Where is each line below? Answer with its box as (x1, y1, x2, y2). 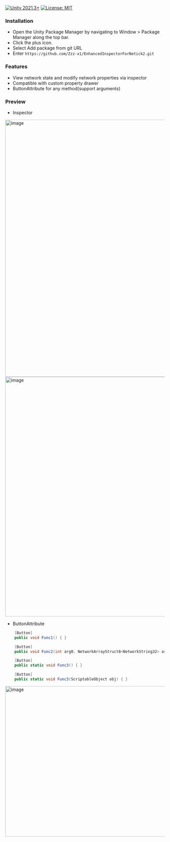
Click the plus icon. (12, 40, 53, 46)
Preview (5, 98, 26, 105)
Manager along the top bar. (12, 34, 70, 41)
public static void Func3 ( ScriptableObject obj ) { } (14, 677, 128, 682)
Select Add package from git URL (12, 45, 82, 51)
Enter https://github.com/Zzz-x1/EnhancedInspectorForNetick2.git (12, 51, 154, 57)
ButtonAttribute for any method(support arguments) (12, 85, 120, 91)
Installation (5, 17, 34, 24)
